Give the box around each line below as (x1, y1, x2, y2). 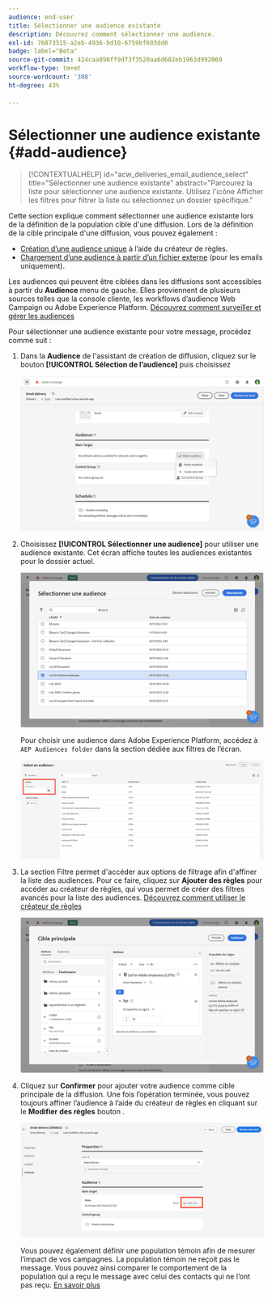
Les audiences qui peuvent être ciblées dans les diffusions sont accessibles (8, 277, 262, 286)
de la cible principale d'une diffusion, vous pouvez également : (8, 228, 218, 238)
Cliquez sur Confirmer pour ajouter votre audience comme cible (19, 1080, 235, 1090)
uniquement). (19, 261, 66, 271)
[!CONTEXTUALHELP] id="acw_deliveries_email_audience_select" (28, 170, 249, 180)
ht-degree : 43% (8, 81, 60, 89)
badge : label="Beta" (8, 47, 79, 56)
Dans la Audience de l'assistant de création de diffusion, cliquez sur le (19, 351, 257, 361)
